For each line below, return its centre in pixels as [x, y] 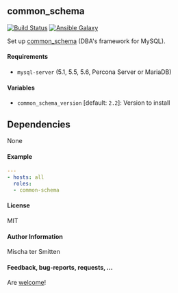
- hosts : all [26, 177]
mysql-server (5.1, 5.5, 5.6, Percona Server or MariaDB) [94, 72]
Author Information [35, 236]
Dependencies [39, 124]
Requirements [28, 57]
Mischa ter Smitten [34, 252]
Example [20, 156]
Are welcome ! [27, 283]
